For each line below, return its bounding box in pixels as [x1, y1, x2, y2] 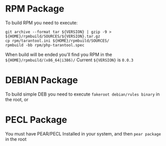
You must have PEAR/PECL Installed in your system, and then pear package [5, 130, 161, 136]
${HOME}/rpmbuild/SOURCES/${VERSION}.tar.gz [5, 34, 100, 39]
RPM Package [5, 3, 65, 15]
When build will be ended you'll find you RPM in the [5, 51, 113, 57]
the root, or [5, 96, 29, 102]
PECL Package [5, 114, 67, 126]
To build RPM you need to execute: [5, 20, 78, 26]
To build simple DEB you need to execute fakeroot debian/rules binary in [5, 91, 160, 97]
